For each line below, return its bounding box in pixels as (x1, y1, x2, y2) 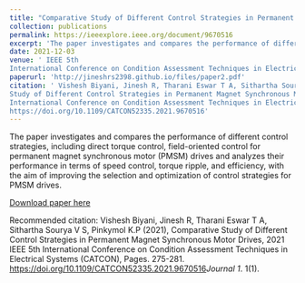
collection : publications (9, 22, 107, 31)
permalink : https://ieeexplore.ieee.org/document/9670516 (9, 30, 233, 39)
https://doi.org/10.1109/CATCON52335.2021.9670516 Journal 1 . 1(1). (9, 263, 261, 274)
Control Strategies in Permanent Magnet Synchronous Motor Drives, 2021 (9, 234, 285, 246)
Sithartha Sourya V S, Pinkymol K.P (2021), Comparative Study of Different (9, 225, 288, 236)
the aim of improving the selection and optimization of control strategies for (9, 170, 292, 181)
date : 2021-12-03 (9, 47, 75, 56)
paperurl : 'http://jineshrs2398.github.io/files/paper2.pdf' (9, 73, 246, 82)
